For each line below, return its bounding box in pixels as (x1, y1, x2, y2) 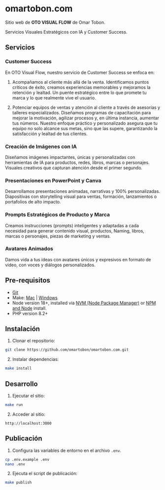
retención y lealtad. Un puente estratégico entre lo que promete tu (12, 90, 147, 96)
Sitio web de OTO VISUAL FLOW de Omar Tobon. (5, 19, 105, 25)
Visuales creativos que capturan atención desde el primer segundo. (5, 164, 143, 171)
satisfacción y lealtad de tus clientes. (12, 131, 88, 137)
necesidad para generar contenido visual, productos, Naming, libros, (5, 228, 144, 234)
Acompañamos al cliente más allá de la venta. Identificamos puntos (12, 79, 149, 85)
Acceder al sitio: (12, 411, 45, 417)
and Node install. (12, 305, 47, 311)
